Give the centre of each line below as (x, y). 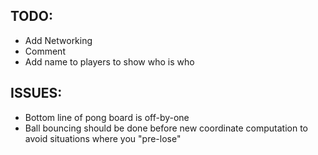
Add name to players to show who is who (109, 61)
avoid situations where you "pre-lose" (103, 138)
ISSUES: (36, 93)
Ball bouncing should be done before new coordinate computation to (166, 128)
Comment (45, 51)
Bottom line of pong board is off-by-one (107, 117)
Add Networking (58, 40)
